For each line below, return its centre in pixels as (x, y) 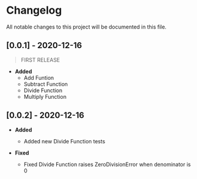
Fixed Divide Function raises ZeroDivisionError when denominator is (107, 164)
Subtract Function (46, 84)
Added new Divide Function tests (64, 141)
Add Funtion (39, 77)
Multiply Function (45, 96)
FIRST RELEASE (40, 59)
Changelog (34, 10)
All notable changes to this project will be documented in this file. (87, 27)
